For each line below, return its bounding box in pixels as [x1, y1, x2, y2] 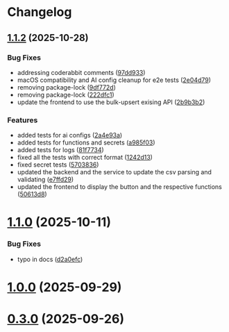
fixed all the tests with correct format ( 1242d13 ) [17, 153, 153, 162]
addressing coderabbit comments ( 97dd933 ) [17, 68, 146, 76]
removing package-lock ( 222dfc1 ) [17, 90, 114, 99]
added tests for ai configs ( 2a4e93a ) [17, 131, 123, 140]
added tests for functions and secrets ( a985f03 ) [17, 138, 155, 147]
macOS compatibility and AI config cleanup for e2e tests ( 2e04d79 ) [17, 76, 212, 84]
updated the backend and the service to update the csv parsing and [17, 168, 212, 176]
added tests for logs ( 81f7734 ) [17, 146, 104, 154]
